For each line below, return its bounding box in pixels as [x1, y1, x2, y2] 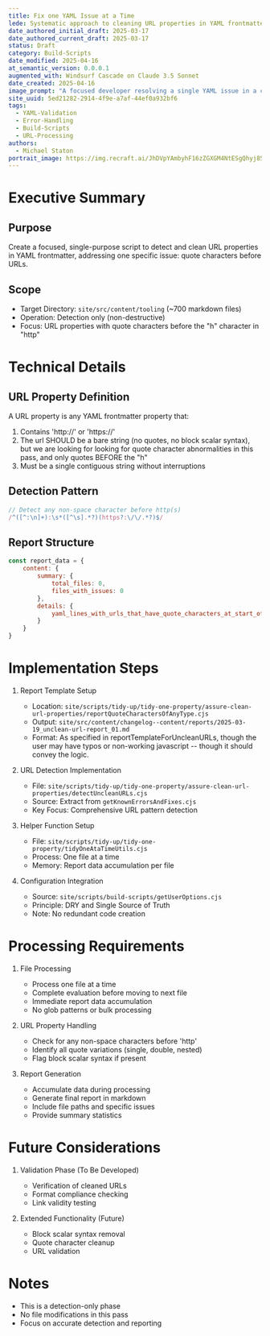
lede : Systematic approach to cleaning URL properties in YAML [8, 19, 225, 27]
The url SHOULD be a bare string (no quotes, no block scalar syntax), [19, 436, 251, 446]
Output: [31, 717, 58, 726]
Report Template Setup [19, 686, 97, 695]
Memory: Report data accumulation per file [31, 861, 174, 870]
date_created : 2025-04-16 [8, 79, 95, 87]
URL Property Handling [19, 1020, 97, 1030]
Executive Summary [8, 189, 146, 207]
